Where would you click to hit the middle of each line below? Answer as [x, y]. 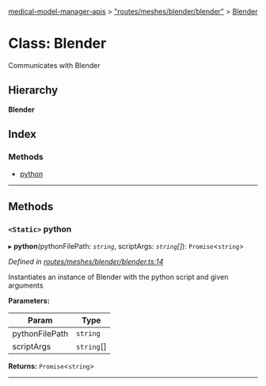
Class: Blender [57, 44]
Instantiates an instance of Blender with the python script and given [118, 277]
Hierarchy [33, 90]
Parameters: [29, 301]
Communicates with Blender [54, 65]
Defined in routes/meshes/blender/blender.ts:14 [86, 262]
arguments [26, 285]
